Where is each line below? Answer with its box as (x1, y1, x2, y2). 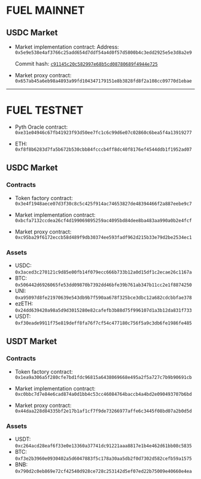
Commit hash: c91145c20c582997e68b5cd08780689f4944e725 (14, 60, 158, 67)
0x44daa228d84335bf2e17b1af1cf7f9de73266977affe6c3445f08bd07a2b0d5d (14, 408, 193, 414)
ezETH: (14, 300, 33, 307)
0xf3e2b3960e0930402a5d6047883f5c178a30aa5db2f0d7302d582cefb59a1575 (14, 456, 193, 462)
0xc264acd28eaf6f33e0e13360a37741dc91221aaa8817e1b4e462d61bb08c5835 (14, 442, 193, 449)
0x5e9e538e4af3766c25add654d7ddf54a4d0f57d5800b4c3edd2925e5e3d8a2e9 (14, 50, 193, 56)
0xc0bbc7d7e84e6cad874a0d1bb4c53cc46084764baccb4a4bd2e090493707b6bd (14, 391, 193, 397)
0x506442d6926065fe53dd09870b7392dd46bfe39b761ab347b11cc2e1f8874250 (14, 282, 193, 288)
